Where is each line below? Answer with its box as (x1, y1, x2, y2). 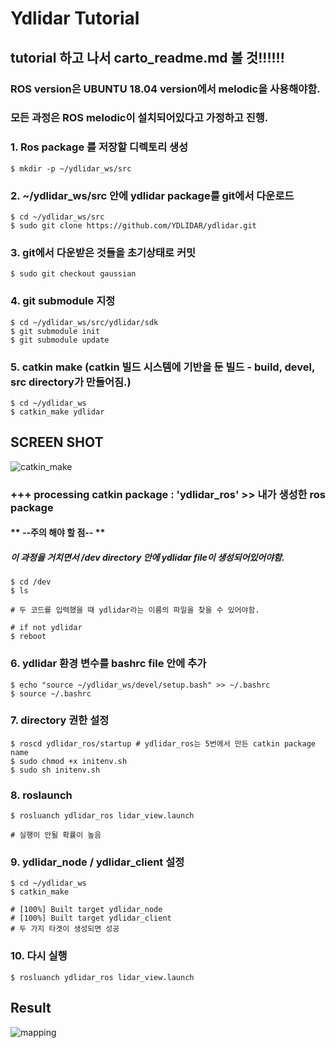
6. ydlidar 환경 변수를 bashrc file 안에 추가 (10, 657, 207, 671)
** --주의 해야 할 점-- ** (10, 527, 106, 539)
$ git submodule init (10, 326, 101, 336)
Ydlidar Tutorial (10, 7, 140, 30)
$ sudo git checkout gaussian (10, 269, 137, 279)
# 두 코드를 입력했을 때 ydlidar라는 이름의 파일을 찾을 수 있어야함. (10, 605, 260, 616)
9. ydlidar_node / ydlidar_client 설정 (10, 855, 185, 869)
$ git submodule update (10, 335, 110, 345)
